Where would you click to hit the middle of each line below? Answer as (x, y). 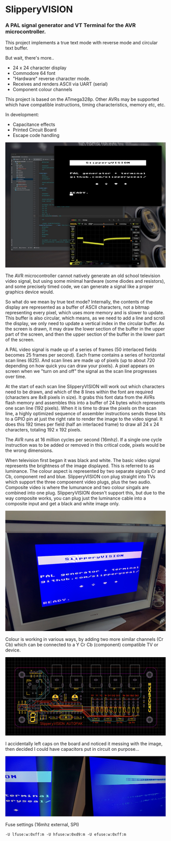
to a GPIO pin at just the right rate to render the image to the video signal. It (84, 419)
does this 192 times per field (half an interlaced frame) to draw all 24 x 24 (82, 424)
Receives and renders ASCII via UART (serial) (60, 84)
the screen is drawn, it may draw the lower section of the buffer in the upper (85, 329)
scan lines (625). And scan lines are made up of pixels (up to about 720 (80, 361)
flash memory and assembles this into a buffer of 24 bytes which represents (85, 403)
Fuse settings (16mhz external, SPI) (42, 824)
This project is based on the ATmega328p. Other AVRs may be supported (82, 99)
